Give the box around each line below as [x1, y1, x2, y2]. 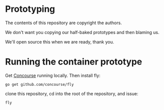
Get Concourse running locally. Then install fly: [5, 73, 101, 78]
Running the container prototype [5, 56, 142, 68]
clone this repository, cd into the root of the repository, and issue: [5, 90, 138, 97]
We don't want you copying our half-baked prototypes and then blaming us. [5, 29, 160, 35]
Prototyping [5, 3, 55, 15]
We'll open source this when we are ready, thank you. [5, 38, 115, 45]
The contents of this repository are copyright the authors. [5, 20, 122, 26]
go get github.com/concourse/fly [5, 82, 74, 87]
